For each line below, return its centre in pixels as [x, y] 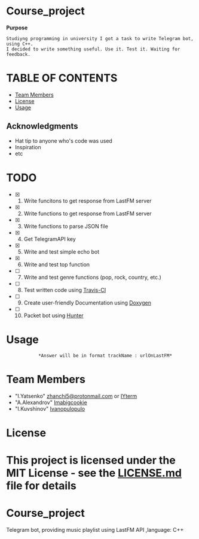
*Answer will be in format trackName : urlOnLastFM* [105, 356]
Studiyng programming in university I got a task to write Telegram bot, [100, 38]
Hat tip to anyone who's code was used [63, 141]
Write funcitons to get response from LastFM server [88, 201]
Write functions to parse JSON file [66, 226]
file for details [41, 485]
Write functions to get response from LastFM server [88, 213]
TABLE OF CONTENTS [62, 78]
